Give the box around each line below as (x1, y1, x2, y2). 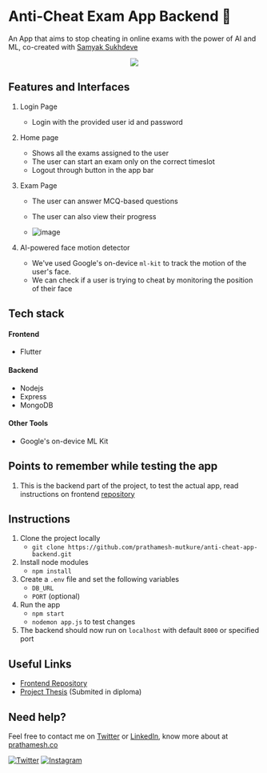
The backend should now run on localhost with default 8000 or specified (19, 626, 260, 635)
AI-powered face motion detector (19, 242, 130, 252)
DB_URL (31, 584, 54, 593)
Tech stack (8, 307, 65, 321)
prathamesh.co (8, 740, 58, 749)
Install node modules (19, 558, 90, 567)
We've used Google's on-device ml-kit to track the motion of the (31, 258, 247, 267)
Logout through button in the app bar (31, 165, 154, 174)
